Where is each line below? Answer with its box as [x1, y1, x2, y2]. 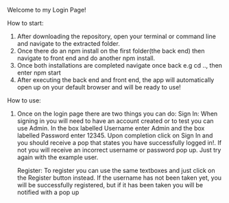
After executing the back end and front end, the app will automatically [16, 76, 215, 84]
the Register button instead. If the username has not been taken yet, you [16, 174, 221, 182]
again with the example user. [16, 153, 99, 161]
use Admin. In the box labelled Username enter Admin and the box [16, 124, 205, 132]
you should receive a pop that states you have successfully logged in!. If [16, 139, 221, 146]
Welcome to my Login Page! [7, 6, 87, 14]
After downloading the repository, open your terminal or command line [16, 32, 216, 40]
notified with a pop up [16, 188, 80, 196]
